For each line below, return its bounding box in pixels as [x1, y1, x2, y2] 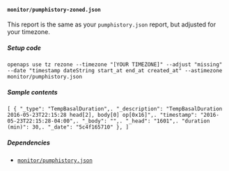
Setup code [7, 43, 42, 52]
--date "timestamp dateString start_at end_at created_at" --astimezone [7, 67, 223, 74]
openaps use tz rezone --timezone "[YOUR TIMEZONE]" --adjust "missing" [7, 61, 223, 68]
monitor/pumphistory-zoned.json [7, 6, 101, 13]
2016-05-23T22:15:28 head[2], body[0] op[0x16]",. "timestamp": [7, 112, 198, 119]
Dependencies [7, 138, 51, 147]
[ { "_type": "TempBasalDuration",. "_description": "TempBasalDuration [7, 106, 223, 113]
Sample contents [7, 88, 58, 96]
